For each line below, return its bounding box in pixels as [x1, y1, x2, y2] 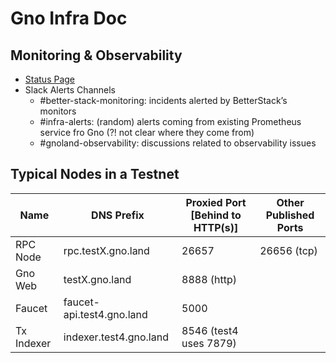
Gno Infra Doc [10, 7, 128, 30]
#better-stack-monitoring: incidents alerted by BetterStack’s [39, 95, 288, 106]
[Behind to [190, 208, 242, 222]
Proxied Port [185, 195, 247, 209]
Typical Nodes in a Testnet [10, 166, 180, 183]
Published [265, 208, 315, 222]
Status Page [24, 73, 76, 85]
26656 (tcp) [259, 243, 318, 257]
